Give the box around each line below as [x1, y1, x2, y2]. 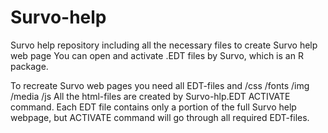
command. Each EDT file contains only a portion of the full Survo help [10, 101, 297, 113]
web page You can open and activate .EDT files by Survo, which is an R [10, 49, 304, 61]
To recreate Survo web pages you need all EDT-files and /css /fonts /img [10, 79, 310, 91]
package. [10, 60, 49, 72]
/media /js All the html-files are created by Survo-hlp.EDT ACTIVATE [10, 90, 291, 102]
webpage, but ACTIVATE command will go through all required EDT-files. [10, 111, 310, 123]
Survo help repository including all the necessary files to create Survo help [10, 39, 318, 51]
